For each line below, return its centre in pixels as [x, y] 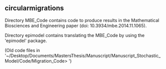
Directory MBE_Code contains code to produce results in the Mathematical [82, 20]
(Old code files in [22, 50]
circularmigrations [34, 8]
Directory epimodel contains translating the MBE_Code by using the [75, 35]
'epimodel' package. [26, 40]
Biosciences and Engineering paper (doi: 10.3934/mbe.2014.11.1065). [76, 25]
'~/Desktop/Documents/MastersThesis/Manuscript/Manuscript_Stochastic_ [83, 55]
